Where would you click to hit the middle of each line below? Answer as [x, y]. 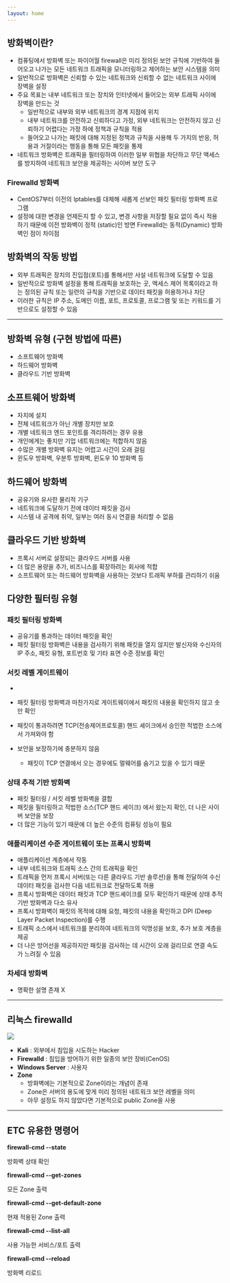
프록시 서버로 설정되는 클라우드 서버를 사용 [74, 558]
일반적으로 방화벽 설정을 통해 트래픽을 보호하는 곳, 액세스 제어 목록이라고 [114, 283]
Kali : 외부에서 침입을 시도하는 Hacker [68, 1050]
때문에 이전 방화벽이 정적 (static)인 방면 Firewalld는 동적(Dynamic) [120, 225]
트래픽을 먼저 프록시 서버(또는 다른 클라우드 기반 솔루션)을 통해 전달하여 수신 [119, 877]
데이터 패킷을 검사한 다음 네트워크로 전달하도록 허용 [86, 886]
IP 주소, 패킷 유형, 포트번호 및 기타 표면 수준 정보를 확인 [91, 653]
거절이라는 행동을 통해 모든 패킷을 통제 [91, 146]
